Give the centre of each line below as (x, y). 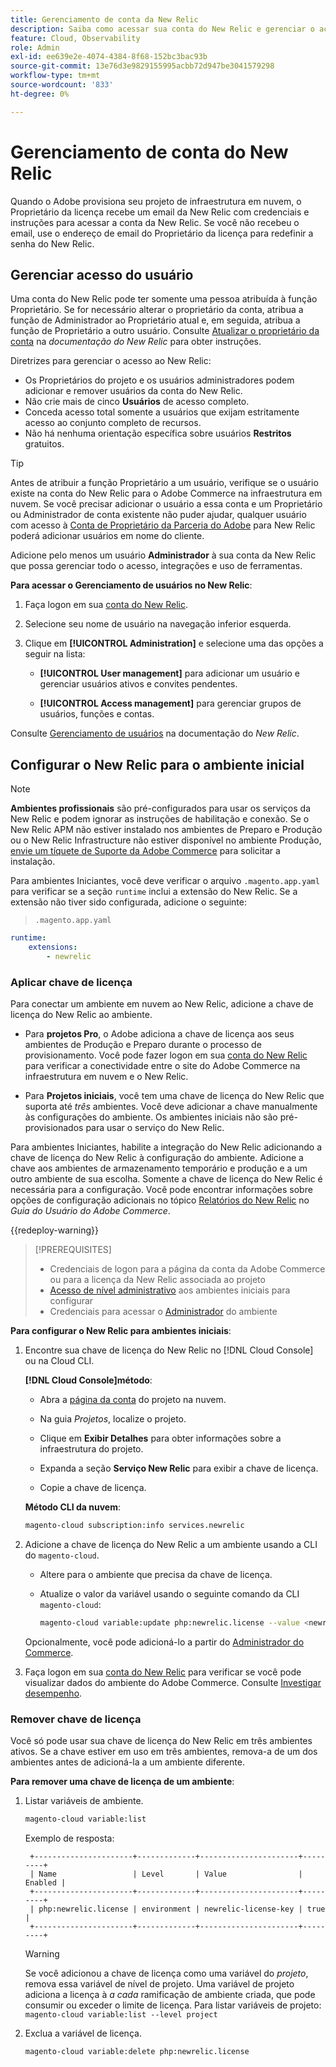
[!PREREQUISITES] (73, 1250)
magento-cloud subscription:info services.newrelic (134, 1526)
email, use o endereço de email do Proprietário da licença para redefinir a (162, 233)
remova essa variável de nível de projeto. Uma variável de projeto (159, 1984)
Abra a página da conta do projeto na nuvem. (133, 1400)
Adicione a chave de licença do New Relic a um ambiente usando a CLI (171, 1544)
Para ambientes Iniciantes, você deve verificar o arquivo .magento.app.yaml (165, 881)
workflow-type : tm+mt (55, 76)
